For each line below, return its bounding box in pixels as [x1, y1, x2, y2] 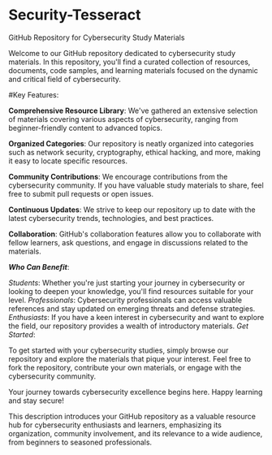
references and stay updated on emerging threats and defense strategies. [8, 303, 256, 314]
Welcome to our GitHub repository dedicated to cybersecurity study [8, 48, 236, 58]
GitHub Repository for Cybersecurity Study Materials [8, 32, 185, 42]
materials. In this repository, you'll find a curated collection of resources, [8, 57, 251, 67]
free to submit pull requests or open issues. [8, 188, 154, 198]
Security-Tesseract [8, 6, 141, 24]
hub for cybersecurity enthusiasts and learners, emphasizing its [8, 420, 222, 430]
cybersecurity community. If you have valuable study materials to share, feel [8, 180, 264, 190]
